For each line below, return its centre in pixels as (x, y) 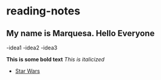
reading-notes (43, 11)
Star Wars (28, 71)
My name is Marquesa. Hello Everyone (80, 33)
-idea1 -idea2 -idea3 (32, 48)
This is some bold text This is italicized (56, 59)
